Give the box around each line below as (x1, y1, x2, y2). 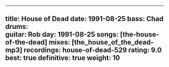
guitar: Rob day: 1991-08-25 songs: (5, 30, 119, 39)
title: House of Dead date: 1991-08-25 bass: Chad (5, 14, 163, 23)
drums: (5, 22, 29, 31)
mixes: (48, 38, 70, 46)
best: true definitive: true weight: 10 (5, 53, 120, 62)
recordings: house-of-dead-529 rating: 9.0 (23, 46, 162, 54)
